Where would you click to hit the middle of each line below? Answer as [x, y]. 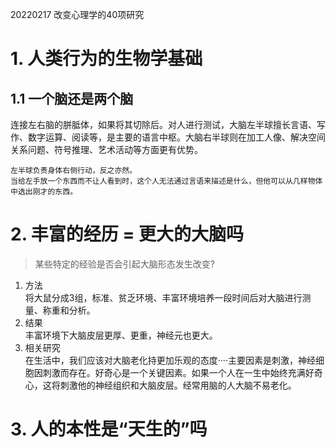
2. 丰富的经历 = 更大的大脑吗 [127, 234]
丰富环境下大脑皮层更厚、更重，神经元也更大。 [121, 335]
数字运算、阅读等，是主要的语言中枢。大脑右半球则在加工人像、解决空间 [176, 137]
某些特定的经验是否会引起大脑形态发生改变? [124, 264]
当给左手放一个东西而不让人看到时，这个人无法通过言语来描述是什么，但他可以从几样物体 [166, 181]
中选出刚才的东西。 [44, 192]
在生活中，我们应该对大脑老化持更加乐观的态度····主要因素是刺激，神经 [170, 360]
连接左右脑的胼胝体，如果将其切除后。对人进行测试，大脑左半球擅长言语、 [163, 124]
